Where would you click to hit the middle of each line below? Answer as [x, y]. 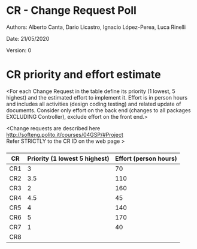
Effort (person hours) [146, 158]
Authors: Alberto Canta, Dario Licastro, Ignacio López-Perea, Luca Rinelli [96, 27]
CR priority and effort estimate [84, 75]
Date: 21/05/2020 [28, 38]
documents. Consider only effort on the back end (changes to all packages [99, 110]
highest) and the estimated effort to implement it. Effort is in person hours [97, 97]
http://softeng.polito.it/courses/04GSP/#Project [65, 134]
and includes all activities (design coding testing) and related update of [94, 104]
